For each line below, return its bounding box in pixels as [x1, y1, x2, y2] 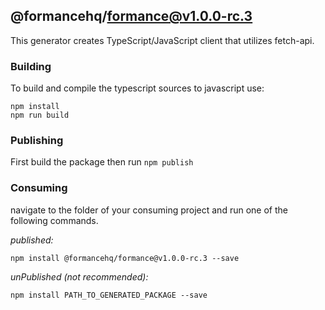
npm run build [10, 110, 70, 121]
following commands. [10, 214, 99, 226]
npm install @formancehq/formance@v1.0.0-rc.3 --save [10, 253, 240, 263]
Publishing [10, 134, 64, 148]
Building [10, 59, 52, 73]
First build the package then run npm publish [10, 156, 194, 168]
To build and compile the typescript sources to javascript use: [10, 82, 265, 94]
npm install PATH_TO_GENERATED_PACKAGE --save [10, 290, 208, 300]
